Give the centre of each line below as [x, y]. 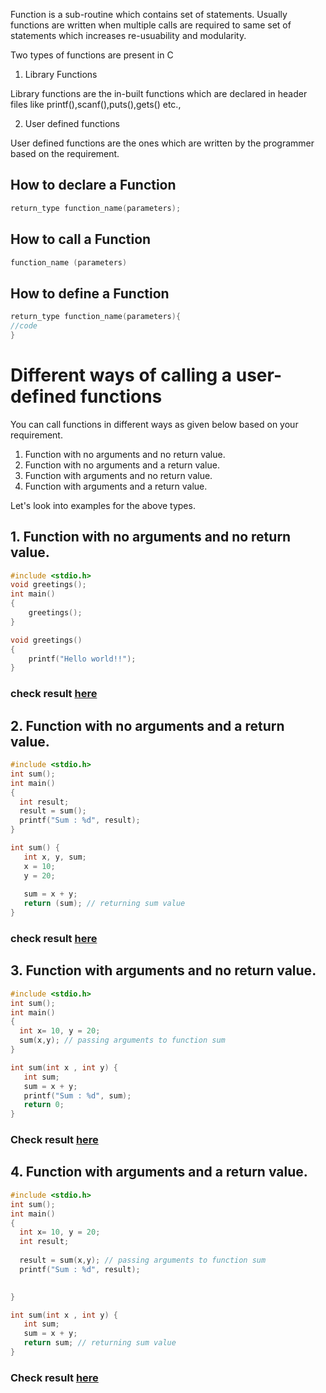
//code [24, 326]
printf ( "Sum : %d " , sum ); [77, 1095]
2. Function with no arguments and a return [147, 725]
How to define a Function [90, 293]
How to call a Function [81, 239]
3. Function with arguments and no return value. [163, 970]
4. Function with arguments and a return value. [159, 1172]
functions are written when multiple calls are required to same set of [151, 25]
